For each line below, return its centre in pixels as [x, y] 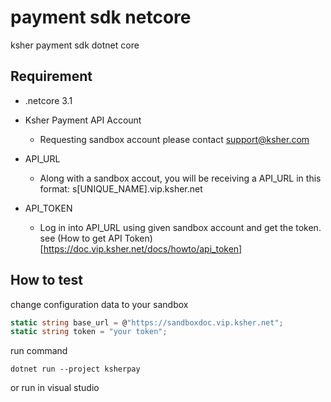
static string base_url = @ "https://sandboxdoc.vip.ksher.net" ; [147, 322]
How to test [46, 280]
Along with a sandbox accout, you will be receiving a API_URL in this [180, 178]
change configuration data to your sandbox [99, 304]
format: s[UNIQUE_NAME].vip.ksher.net [121, 188]
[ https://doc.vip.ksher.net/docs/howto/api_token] [141, 248]
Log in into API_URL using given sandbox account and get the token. [180, 227]
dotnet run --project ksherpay [75, 369]
